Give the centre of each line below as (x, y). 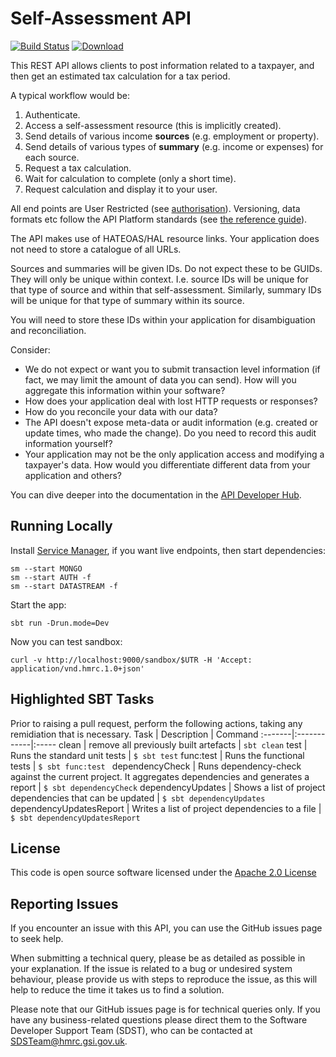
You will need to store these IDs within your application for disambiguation (163, 319)
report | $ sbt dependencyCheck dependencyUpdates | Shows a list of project (168, 787)
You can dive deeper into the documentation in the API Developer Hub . (156, 494)
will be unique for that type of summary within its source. (127, 300)
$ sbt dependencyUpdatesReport (75, 818)
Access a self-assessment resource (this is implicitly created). (153, 125)
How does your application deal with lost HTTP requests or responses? (171, 401)
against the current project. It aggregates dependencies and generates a (160, 776)
